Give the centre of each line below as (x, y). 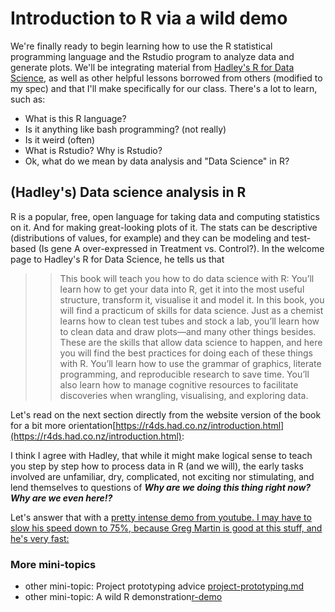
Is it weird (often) (60, 139)
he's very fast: (40, 538)
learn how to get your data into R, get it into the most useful (182, 289)
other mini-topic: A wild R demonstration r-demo (123, 597)
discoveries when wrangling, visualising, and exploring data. (184, 395)
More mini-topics (53, 564)
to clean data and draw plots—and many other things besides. (188, 331)
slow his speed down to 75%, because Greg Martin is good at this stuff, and (166, 528)
